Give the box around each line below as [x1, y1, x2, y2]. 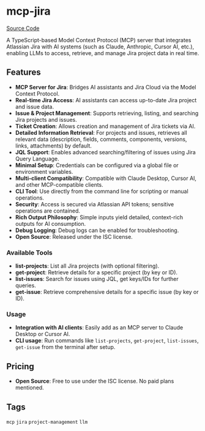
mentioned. [15, 384, 44, 391]
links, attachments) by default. [15, 142, 92, 149]
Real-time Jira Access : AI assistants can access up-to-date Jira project [15, 96, 197, 103]
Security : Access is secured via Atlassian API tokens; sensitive [15, 200, 174, 208]
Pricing [6, 361, 35, 372]
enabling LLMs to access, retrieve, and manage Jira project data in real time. [6, 49, 199, 56]
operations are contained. [15, 207, 81, 214]
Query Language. [15, 155, 59, 162]
